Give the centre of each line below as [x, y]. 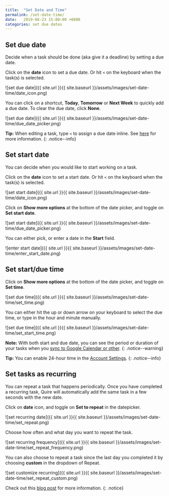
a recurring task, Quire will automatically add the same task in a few [76, 392]
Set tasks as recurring [41, 374]
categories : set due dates [34, 24]
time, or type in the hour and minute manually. [53, 318]
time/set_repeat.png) [27, 422]
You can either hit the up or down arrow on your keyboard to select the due [84, 312]
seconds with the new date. [34, 397]
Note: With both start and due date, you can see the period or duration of [82, 343]
